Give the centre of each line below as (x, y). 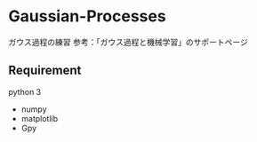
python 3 (25, 91)
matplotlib (40, 118)
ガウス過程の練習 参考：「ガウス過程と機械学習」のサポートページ (128, 42)
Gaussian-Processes (87, 16)
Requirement (45, 71)
